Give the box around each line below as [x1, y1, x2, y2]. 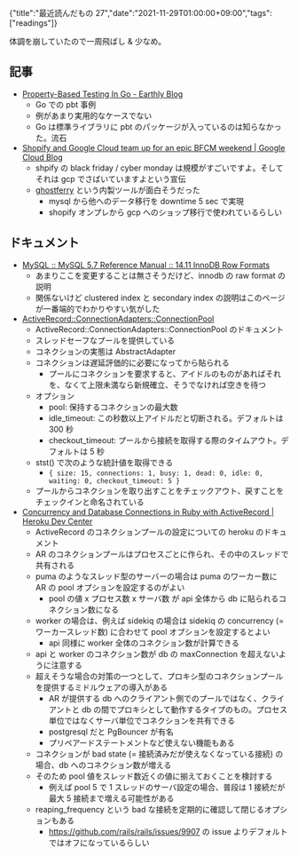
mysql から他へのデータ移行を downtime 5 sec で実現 [48, 195, 245, 206]
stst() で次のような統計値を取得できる [35, 456, 174, 468]
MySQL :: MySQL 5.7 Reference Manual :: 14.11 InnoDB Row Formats [21, 259, 271, 270]
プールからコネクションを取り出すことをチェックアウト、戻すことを [35, 485, 285, 495]
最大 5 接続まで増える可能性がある [48, 793, 175, 804]
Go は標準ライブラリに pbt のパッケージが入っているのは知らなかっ [35, 121, 282, 131]
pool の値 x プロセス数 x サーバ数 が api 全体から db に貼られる [48, 593, 279, 604]
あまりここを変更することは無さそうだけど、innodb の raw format [35, 270, 277, 281]
